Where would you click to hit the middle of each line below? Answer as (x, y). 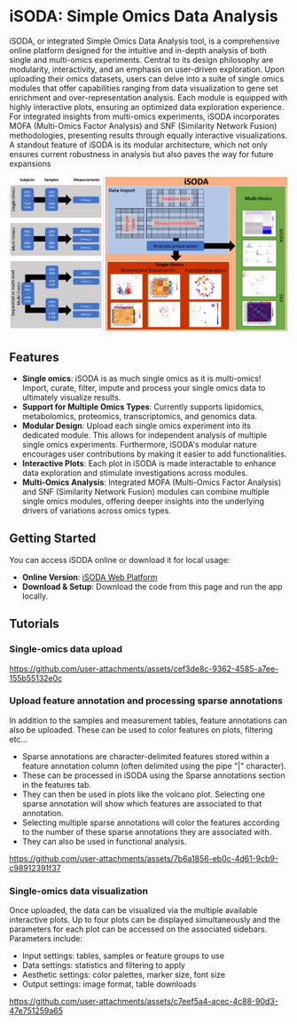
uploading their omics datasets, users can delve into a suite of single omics (147, 78)
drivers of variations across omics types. (96, 511)
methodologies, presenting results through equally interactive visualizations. (148, 135)
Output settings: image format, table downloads (109, 984)
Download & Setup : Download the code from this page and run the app (152, 586)
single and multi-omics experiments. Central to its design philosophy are (141, 60)
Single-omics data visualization (79, 891)
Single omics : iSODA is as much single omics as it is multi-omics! (141, 378)
